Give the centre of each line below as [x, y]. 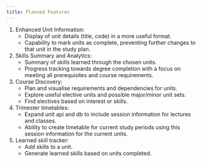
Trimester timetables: [42, 107]
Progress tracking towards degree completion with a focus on [103, 69]
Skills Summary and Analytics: [53, 55]
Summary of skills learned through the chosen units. [91, 62]
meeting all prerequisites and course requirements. [89, 75]
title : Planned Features [38, 12]
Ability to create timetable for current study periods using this [102, 127]
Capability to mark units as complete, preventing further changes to [110, 42]
